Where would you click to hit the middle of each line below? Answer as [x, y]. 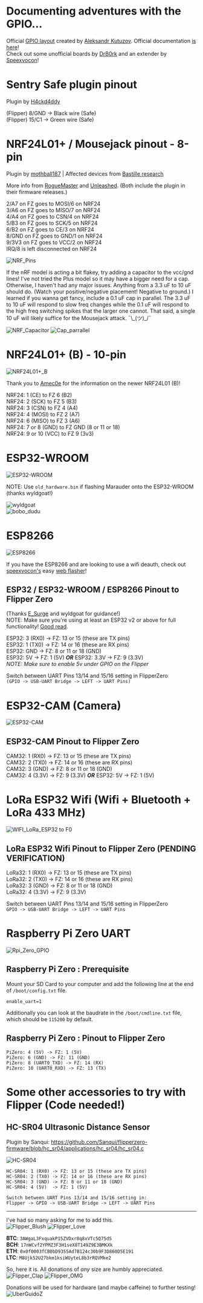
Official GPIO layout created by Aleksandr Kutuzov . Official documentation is [101, 41]
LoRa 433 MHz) [46, 813]
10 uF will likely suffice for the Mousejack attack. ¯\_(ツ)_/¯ [79, 318]
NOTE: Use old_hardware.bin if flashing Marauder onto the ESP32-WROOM [100, 487]
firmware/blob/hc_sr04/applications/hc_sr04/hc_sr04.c [75, 1148]
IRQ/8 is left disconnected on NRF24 [52, 248]
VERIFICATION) [36, 858]
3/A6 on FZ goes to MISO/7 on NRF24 [53, 210]
